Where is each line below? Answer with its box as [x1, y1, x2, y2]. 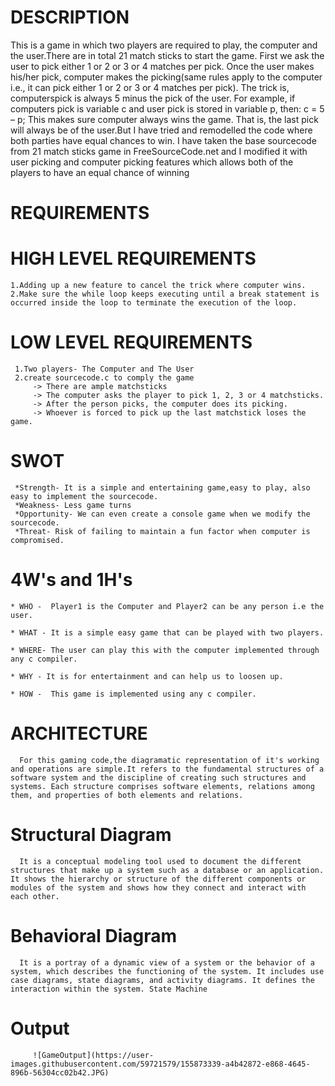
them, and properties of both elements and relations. [10, 790, 244, 800]
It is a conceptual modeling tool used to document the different [19, 856, 302, 866]
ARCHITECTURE [10, 722, 148, 745]
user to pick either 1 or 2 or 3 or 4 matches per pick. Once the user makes [10, 60, 315, 72]
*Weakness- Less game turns [14, 500, 132, 510]
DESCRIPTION [10, 6, 130, 29]
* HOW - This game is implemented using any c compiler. [10, 689, 257, 699]
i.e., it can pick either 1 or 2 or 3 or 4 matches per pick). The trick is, [10, 81, 290, 93]
